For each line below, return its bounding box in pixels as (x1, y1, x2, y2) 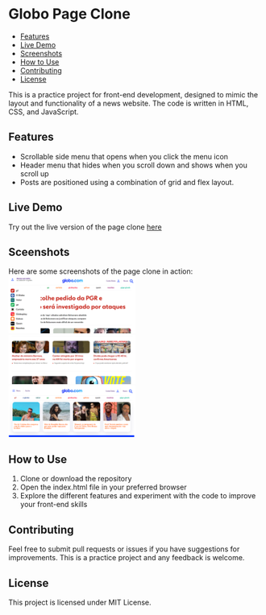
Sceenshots (8, 245, 70, 258)
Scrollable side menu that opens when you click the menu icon (19, 151, 228, 161)
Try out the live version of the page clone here (8, 222, 163, 232)
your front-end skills (19, 500, 88, 510)
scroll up (19, 168, 50, 178)
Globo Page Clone (8, 5, 131, 23)
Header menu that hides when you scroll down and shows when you (19, 160, 248, 170)
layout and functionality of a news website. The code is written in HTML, (8, 98, 249, 108)
